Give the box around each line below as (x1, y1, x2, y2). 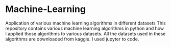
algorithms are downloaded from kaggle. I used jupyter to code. (5, 36, 139, 42)
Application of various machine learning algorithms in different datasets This (5, 20, 166, 26)
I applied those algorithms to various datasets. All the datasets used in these (5, 30, 166, 36)
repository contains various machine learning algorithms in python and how (5, 25, 164, 31)
